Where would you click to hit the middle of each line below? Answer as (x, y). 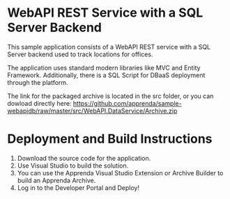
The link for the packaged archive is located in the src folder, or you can (110, 96)
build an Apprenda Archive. (56, 180)
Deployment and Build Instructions (110, 139)
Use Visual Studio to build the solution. (73, 166)
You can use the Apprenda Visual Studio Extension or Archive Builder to (120, 173)
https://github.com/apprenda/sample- (128, 103)
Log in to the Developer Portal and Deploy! (78, 188)
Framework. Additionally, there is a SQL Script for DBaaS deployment (106, 75)
